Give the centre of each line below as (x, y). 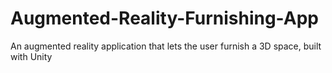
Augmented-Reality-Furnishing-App (164, 18)
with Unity (31, 56)
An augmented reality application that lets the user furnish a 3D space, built (166, 46)
